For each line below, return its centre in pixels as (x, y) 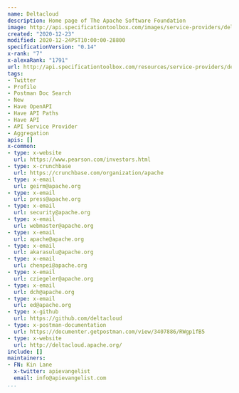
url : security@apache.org (52, 213)
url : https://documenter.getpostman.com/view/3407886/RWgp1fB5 (109, 332)
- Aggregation (28, 133)
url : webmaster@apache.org (54, 226)
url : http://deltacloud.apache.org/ (68, 345)
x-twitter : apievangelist (52, 372)
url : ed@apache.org (43, 305)
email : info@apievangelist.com (60, 378)
